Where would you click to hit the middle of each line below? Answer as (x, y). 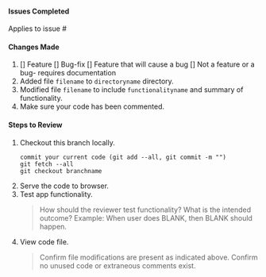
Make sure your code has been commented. (92, 106)
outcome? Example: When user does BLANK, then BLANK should (146, 217)
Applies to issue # (38, 29)
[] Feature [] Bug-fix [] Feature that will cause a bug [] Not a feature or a (137, 64)
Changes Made (34, 47)
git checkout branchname (61, 171)
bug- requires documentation (68, 73)
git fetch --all (46, 164)
